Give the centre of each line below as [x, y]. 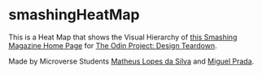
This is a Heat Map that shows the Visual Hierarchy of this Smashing [123, 37]
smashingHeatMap [74, 15]
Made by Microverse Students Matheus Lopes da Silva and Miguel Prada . [131, 61]
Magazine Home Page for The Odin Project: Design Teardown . [113, 45]
